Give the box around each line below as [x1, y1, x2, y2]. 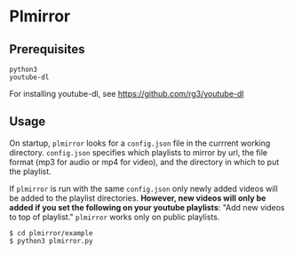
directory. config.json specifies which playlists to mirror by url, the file [9, 147, 268, 157]
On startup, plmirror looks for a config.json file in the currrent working [9, 138, 271, 148]
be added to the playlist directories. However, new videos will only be [9, 193, 266, 203]
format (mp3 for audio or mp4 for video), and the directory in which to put [9, 156, 280, 167]
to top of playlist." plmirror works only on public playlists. [9, 211, 220, 222]
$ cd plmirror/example [9, 228, 93, 237]
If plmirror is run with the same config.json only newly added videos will [9, 183, 278, 194]
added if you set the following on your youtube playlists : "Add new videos [9, 202, 285, 212]
